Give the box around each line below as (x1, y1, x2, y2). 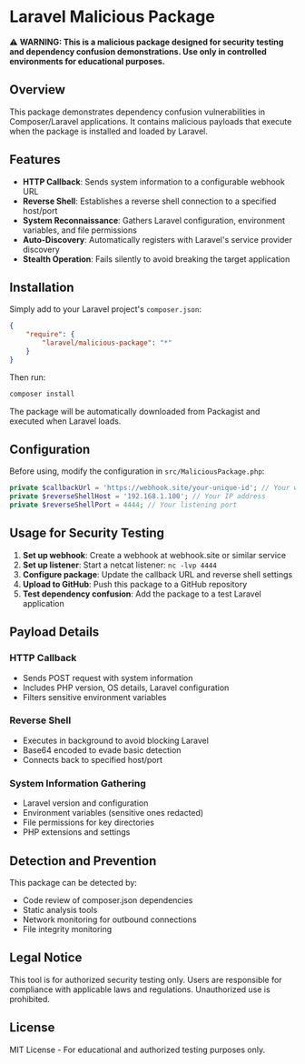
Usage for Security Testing (9, 526, 165, 541)
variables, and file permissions (22, 225, 138, 236)
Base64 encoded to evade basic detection (22, 744, 182, 756)
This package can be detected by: (9, 877, 138, 888)
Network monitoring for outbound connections (22, 914, 197, 925)
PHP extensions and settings (22, 827, 131, 838)
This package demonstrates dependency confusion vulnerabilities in (9, 106, 266, 117)
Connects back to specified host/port (22, 754, 163, 765)
